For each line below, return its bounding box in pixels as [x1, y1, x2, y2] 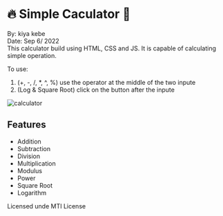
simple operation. [7, 51, 57, 59]
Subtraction [17, 144, 50, 153]
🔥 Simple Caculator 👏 [7, 6, 131, 22]
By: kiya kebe [7, 29, 46, 37]
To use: [7, 65, 29, 73]
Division [17, 152, 40, 160]
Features [7, 119, 46, 130]
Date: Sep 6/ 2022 [7, 37, 60, 45]
